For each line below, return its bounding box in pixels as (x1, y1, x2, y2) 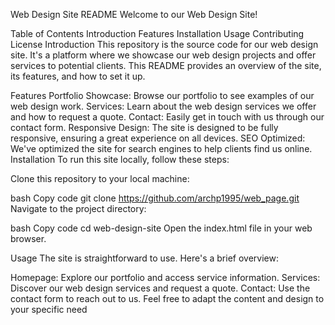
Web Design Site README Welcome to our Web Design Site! (10, 9, 258, 20)
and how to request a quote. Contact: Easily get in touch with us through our (10, 111, 325, 123)
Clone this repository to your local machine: (10, 173, 190, 184)
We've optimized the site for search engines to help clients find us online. (10, 143, 313, 154)
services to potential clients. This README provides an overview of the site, (10, 60, 322, 71)
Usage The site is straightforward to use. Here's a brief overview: (10, 252, 279, 264)
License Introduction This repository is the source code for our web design (10, 39, 319, 50)
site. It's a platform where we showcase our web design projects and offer (10, 49, 317, 61)
